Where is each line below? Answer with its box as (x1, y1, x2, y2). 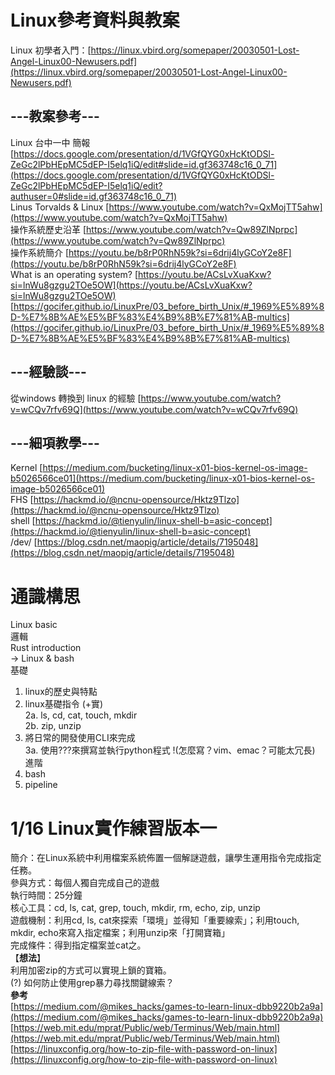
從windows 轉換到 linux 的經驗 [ (10, 392, 142, 404)
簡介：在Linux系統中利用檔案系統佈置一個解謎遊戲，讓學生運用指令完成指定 (10, 852, 322, 864)
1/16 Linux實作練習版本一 (10, 817, 218, 840)
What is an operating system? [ (10, 268, 138, 280)
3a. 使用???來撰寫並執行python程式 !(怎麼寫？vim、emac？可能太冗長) (24, 744, 316, 756)
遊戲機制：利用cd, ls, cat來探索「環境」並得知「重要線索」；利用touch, (10, 914, 300, 926)
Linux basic (10, 619, 58, 631)
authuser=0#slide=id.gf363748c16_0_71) (10, 190, 178, 202)
